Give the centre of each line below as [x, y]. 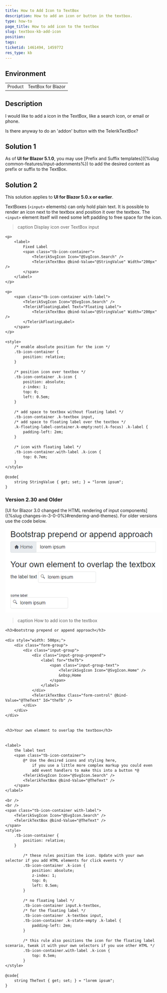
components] [134, 511]
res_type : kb [19, 53]
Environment [26, 74]
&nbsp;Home [70, 676]
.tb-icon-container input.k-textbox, [62, 906]
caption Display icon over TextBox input [58, 227]
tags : [11, 43]
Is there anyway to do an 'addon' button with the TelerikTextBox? [72, 131]
